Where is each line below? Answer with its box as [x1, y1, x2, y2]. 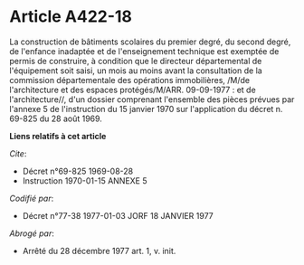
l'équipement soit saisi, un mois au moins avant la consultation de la [9, 65, 262, 76]
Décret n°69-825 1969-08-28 [22, 166, 134, 176]
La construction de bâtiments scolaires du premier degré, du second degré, [9, 36, 291, 47]
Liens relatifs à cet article [9, 130, 107, 141]
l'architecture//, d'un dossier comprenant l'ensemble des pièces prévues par [9, 93, 295, 105]
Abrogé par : [9, 228, 54, 239]
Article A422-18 [9, 6, 133, 27]
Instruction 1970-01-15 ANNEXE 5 [22, 175, 147, 186]
